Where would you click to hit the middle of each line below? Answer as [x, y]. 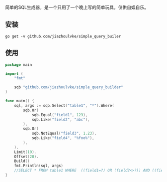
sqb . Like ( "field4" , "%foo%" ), [63, 138]
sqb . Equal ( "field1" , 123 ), [60, 115]
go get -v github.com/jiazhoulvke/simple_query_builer [63, 36]
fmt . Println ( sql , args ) [39, 166]
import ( [14, 74]
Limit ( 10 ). [25, 152]
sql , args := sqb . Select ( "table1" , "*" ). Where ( [64, 105]
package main [19, 65]
